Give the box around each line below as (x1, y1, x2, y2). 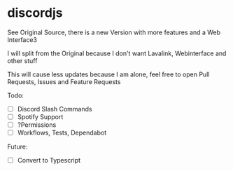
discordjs (7, 5, 63, 21)
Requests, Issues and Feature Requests (7, 77, 121, 85)
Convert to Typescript (17, 156, 81, 165)
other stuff (7, 56, 38, 64)
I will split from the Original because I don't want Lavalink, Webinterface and (7, 49, 227, 57)
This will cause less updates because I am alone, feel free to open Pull (7, 70, 210, 78)
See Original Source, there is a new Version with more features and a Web (7, 28, 221, 36)
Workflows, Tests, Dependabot (17, 128, 107, 137)
